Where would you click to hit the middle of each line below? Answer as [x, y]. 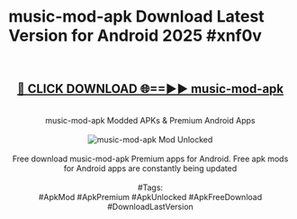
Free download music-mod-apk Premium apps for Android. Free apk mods [150, 159]
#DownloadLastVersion [150, 206]
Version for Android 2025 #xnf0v [135, 36]
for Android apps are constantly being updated [150, 168]
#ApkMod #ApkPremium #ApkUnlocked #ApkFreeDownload [150, 196]
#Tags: [150, 187]
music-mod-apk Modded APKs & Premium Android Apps [150, 120]
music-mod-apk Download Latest [136, 17]
